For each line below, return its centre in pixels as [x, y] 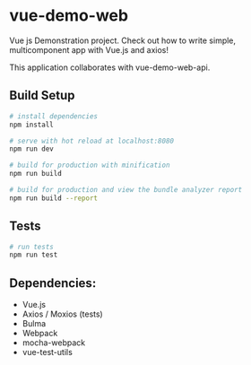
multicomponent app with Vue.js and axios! [89, 49]
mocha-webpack [54, 343]
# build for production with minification [90, 165]
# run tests [31, 247]
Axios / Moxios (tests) [62, 314]
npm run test [34, 255]
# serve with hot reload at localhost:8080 [92, 141]
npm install [31, 125]
